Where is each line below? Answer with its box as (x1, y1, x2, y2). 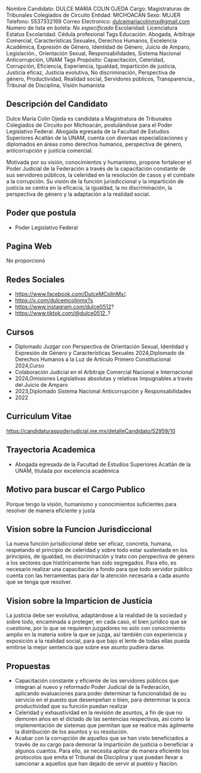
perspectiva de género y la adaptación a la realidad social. (6, 190, 151, 198)
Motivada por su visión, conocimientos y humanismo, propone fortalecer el (6, 159, 192, 166)
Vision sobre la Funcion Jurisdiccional (6, 524, 152, 534)
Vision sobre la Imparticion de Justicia (6, 596, 153, 606)
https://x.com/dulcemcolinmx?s (14, 297, 94, 304)
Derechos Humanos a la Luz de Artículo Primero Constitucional (14, 356, 171, 363)
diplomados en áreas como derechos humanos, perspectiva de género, (6, 141, 183, 148)
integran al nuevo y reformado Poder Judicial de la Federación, (14, 683, 171, 690)
